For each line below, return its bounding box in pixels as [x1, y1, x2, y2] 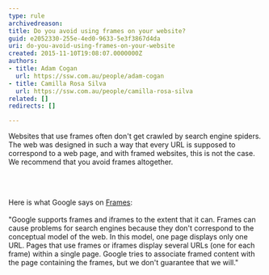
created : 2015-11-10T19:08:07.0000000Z [8, 49, 143, 57]
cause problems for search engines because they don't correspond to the [8, 223, 254, 233]
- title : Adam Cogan [8, 65, 78, 73]
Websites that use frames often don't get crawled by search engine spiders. [8, 131, 261, 142]
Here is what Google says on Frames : [8, 197, 133, 207]
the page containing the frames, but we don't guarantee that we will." [8, 257, 239, 267]
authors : [8, 57, 38, 66]
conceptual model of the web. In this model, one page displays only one [8, 231, 248, 241]
